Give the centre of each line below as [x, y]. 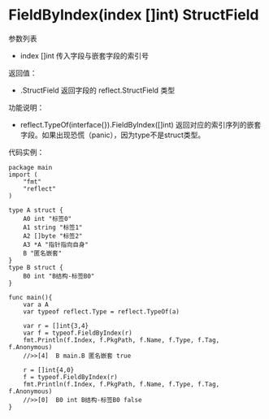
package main [30, 167]
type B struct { [36, 267]
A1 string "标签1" [53, 227]
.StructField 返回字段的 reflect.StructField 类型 [98, 90]
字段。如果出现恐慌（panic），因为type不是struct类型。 [113, 135]
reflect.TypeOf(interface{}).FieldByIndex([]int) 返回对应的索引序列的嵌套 [141, 124]
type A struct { [36, 210]
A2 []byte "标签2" [53, 236]
